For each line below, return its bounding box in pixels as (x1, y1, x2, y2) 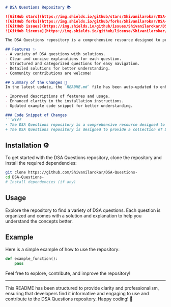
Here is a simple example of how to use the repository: (5, 246, 120, 253)
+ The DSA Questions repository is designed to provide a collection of (5, 127, 163, 132)
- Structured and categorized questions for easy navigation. (5, 61, 140, 66)
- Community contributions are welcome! (5, 71, 93, 76)
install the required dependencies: (5, 160, 77, 166)
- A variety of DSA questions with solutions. (5, 52, 106, 57)
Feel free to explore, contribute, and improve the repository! (5, 270, 131, 276)
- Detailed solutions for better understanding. (5, 65, 110, 71)
